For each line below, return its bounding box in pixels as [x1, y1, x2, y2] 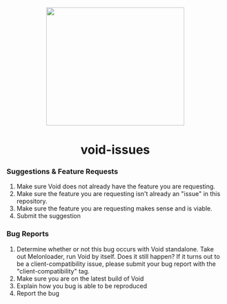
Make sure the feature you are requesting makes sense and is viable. [16, 204, 213, 213]
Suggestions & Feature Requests [6, 167, 119, 177]
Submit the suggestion [16, 212, 81, 220]
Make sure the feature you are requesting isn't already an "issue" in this [16, 190, 221, 198]
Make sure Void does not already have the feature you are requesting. [16, 182, 215, 190]
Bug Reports [6, 229, 49, 239]
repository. [16, 197, 48, 206]
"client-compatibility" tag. [16, 267, 90, 275]
